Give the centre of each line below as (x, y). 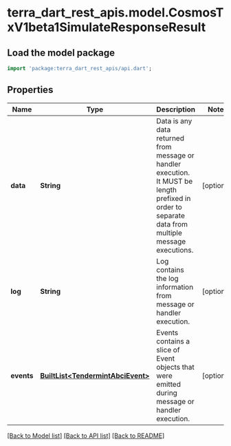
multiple (169, 233)
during (167, 392)
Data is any (174, 120)
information (175, 287)
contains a (173, 341)
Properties (30, 90)
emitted (168, 384)
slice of (168, 350)
